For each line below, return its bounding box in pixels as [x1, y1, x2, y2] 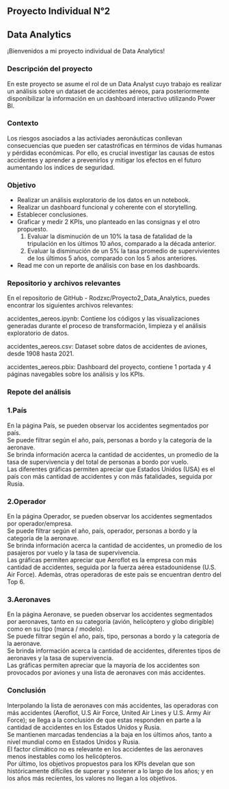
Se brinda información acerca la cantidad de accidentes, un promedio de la [7, 450, 219, 458]
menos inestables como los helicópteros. [7, 752, 123, 760]
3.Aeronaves [7, 594, 51, 604]
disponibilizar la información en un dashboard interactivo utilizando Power [7, 94, 216, 102]
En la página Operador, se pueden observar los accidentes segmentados [7, 512, 213, 520]
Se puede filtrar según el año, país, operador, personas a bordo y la [7, 527, 198, 535]
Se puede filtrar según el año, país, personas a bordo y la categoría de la [7, 436, 212, 444]
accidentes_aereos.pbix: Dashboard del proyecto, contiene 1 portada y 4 [7, 363, 212, 371]
